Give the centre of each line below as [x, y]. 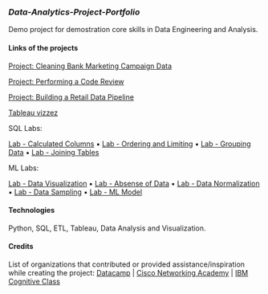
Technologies [32, 210]
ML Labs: [24, 168]
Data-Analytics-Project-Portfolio [74, 12]
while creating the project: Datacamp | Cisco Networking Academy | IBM [128, 272]
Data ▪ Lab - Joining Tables [54, 152]
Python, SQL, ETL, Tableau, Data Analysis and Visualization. [107, 228]
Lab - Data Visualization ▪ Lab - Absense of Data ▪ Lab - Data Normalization [134, 183]
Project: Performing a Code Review [66, 81]
